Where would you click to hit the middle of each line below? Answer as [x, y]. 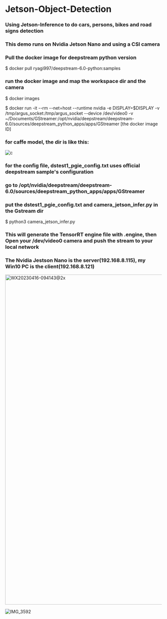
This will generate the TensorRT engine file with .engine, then [81, 234]
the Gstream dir [24, 211]
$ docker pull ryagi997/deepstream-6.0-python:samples [63, 69]
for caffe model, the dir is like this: [47, 142]
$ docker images [22, 98]
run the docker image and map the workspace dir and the [76, 81]
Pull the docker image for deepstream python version [71, 57]
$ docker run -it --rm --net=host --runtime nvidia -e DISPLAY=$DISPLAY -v [83, 108]
